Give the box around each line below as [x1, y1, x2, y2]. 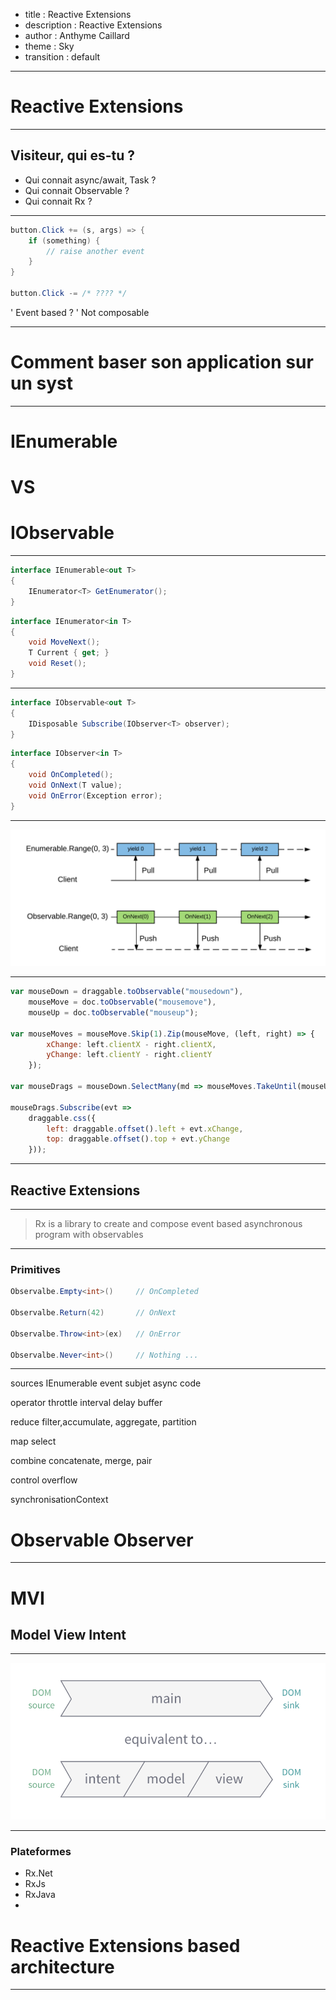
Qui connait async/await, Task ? [24, 174, 157, 186]
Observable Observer [10, 1529, 194, 1551]
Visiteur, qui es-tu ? [10, 147, 136, 164]
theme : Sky [24, 40, 75, 52]
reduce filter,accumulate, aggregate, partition [10, 1416, 197, 1428]
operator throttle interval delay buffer [10, 1397, 163, 1409]
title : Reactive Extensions [24, 9, 132, 20]
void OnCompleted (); [28, 770, 114, 780]
